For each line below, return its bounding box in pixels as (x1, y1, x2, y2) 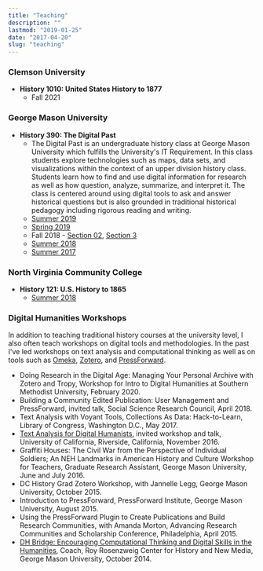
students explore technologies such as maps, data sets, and (31, 155, 226, 165)
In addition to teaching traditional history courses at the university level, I (8, 331, 243, 340)
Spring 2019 (31, 221, 71, 232)
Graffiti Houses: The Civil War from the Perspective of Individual (19, 445, 227, 456)
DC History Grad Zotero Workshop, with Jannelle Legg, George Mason (19, 479, 248, 489)
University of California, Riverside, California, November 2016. (19, 437, 220, 447)
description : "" (8, 19, 61, 27)
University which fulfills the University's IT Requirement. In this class (31, 147, 254, 156)
